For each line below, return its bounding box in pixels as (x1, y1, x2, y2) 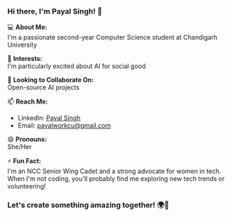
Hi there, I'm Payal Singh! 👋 (7, 6, 103, 16)
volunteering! (7, 182, 46, 191)
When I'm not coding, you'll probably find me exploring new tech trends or (7, 174, 225, 183)
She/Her (7, 143, 32, 151)
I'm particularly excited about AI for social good (7, 62, 146, 70)
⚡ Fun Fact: (7, 157, 41, 165)
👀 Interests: (7, 55, 43, 63)
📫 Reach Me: (7, 97, 48, 106)
